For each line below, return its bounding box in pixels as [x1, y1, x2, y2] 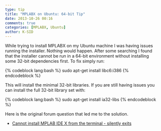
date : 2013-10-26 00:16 [5, 16, 53, 21]
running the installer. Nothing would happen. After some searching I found [5, 48, 152, 54]
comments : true [5, 20, 36, 26]
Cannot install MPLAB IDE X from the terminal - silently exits [12, 120, 132, 126]
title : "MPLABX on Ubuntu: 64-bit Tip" [5, 12, 86, 16]
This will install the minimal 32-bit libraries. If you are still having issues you [5, 82, 155, 87]
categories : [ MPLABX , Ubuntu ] [5, 25, 66, 30]
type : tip [5, 7, 25, 12]
